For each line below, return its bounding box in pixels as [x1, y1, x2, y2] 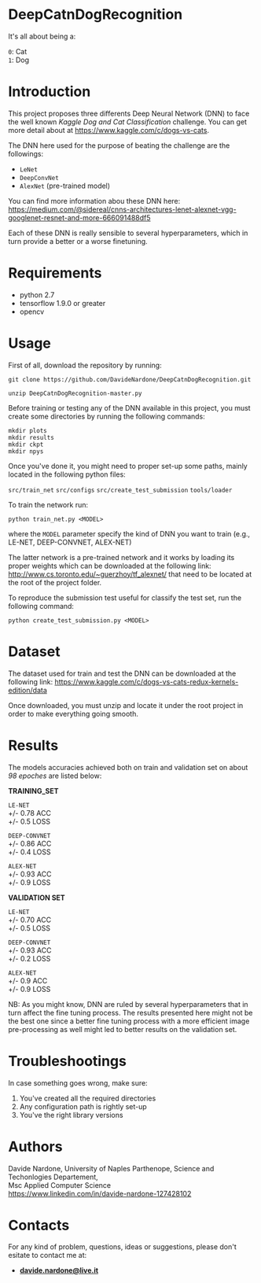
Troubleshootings [8, 1052, 127, 1070]
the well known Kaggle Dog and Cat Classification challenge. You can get [8, 116, 248, 127]
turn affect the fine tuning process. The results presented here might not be [8, 1008, 253, 1017]
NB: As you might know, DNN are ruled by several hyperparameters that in [8, 999, 249, 1008]
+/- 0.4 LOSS [8, 847, 51, 857]
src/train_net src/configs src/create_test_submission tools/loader [8, 486, 233, 494]
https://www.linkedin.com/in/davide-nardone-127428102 [8, 1189, 192, 1198]
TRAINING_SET [8, 786, 59, 795]
